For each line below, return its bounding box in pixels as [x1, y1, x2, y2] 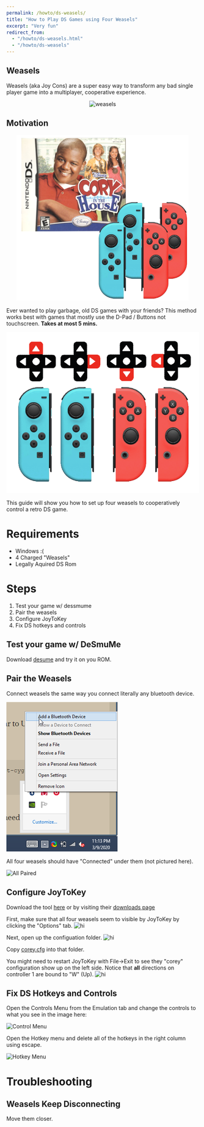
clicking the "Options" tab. [6, 922, 73, 929]
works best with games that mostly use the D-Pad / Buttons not [6, 313, 166, 321]
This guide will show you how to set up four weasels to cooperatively [6, 499, 180, 507]
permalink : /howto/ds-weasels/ [6, 10, 86, 16]
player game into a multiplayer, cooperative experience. [6, 88, 147, 96]
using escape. [6, 1041, 42, 1049]
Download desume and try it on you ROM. [6, 656, 112, 663]
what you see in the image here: [6, 1011, 87, 1019]
